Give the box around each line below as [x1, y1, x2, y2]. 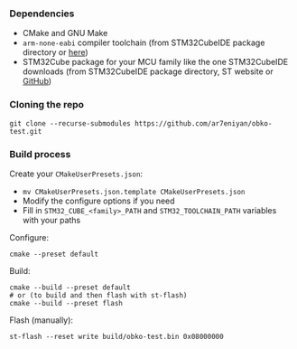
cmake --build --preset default [9, 283, 131, 292]
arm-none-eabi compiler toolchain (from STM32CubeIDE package [22, 37, 265, 48]
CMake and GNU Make [22, 28, 108, 39]
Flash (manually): [9, 315, 74, 325]
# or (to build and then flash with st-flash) [9, 290, 188, 300]
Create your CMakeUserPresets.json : [9, 168, 143, 179]
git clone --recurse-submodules [9, 118, 131, 128]
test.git [9, 127, 42, 136]
